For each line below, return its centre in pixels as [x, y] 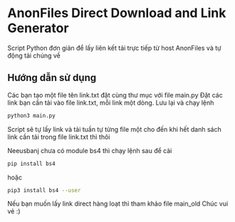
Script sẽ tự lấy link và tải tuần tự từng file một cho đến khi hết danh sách [115, 129]
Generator [38, 28]
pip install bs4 [31, 164]
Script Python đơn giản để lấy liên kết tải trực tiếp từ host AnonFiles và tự [114, 48]
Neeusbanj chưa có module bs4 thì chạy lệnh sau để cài [90, 150]
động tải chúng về [34, 55]
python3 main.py [31, 115]
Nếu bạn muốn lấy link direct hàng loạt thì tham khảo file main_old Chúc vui [118, 203]
